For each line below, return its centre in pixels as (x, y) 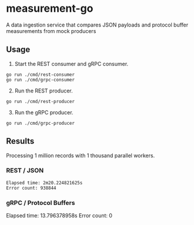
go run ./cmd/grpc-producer (41, 123)
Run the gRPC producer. (44, 112)
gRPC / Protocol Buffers (41, 203)
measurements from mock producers (51, 31)
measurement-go (50, 9)
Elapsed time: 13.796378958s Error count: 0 (59, 216)
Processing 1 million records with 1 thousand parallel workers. (81, 155)
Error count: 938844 (31, 188)
